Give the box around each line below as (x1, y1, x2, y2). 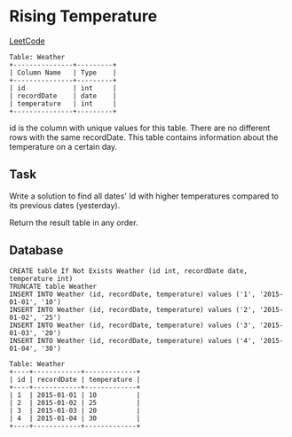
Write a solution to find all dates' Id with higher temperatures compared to (9, 191, 280, 201)
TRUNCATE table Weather (9, 282, 98, 291)
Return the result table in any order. (9, 217, 138, 228)
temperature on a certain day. (9, 141, 118, 152)
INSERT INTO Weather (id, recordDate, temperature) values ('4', (9, 336, 256, 345)
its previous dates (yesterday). (9, 199, 121, 210)
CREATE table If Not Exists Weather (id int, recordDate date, (9, 266, 249, 276)
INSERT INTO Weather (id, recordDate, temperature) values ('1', (9, 290, 256, 299)
